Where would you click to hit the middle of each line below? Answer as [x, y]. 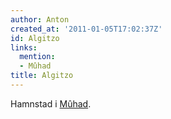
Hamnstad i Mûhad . [51, 103]
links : [24, 47]
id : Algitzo [35, 38]
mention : [37, 57]
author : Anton [40, 19]
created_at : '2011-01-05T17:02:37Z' [86, 29]
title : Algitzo [42, 76]
